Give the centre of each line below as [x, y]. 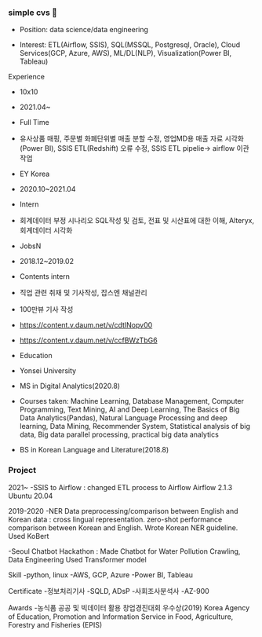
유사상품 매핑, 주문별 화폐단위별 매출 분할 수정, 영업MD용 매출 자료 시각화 [132, 139]
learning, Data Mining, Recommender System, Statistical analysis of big [135, 426]
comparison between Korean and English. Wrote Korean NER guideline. [123, 527]
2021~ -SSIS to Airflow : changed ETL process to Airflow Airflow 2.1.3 [120, 487]
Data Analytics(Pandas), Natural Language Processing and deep [123, 418]
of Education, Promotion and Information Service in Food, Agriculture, [121, 617]
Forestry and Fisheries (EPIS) [55, 624]
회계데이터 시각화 [46, 230]
